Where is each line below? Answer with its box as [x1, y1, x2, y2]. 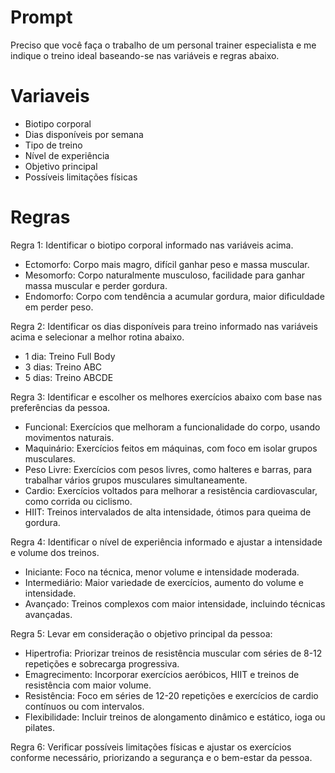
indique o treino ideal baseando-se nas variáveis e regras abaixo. [10, 49, 280, 61]
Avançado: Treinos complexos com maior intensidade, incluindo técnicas [24, 597, 326, 610]
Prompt [10, 6, 73, 29]
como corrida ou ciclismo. [24, 495, 133, 507]
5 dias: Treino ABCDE [24, 371, 114, 383]
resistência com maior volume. [24, 679, 152, 691]
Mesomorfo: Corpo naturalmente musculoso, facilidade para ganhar [24, 269, 306, 281]
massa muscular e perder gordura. [24, 279, 168, 291]
